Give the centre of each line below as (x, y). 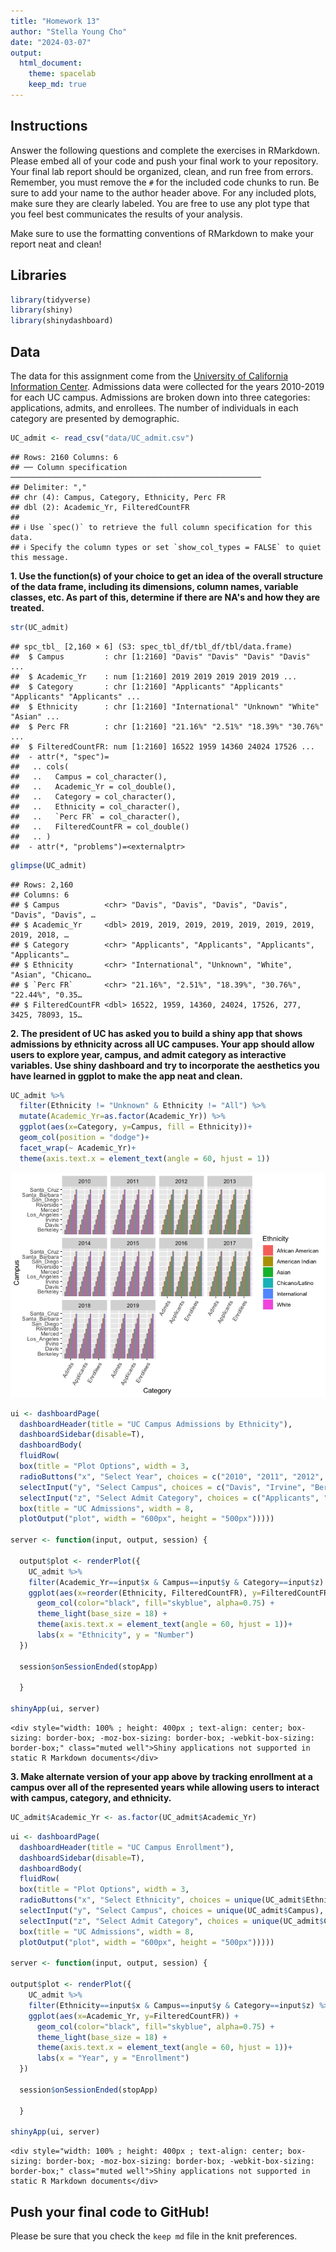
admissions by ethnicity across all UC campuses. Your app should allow (162, 1044)
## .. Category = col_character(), (93, 796)
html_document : (51, 63)
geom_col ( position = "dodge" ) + (84, 1138)
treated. (27, 607)
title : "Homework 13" (55, 21)
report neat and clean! (56, 244)
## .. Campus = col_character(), (89, 776)
